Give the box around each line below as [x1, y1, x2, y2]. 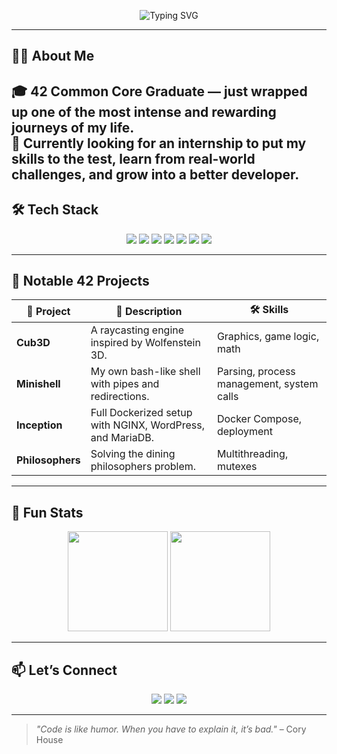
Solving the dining [90, 447, 176, 461]
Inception [16, 418, 63, 432]
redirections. [90, 390, 150, 404]
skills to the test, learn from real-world [11, 150, 256, 167]
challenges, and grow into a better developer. [11, 166, 300, 183]
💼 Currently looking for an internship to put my [11, 135, 307, 152]
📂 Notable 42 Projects [11, 272, 150, 289]
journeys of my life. [11, 119, 135, 136]
